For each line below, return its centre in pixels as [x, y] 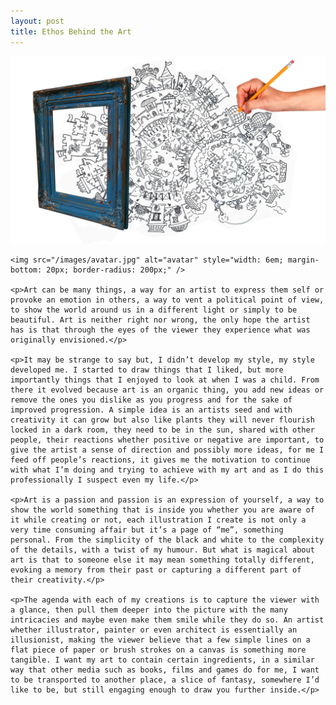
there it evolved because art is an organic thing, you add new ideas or [167, 390]
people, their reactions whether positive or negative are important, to [167, 440]
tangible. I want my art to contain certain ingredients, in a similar [162, 660]
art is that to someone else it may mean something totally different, [162, 560]
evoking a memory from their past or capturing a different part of [156, 570]
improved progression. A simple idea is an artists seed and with [151, 410]
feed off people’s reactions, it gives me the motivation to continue [160, 460]
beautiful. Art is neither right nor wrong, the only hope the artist [160, 320]
